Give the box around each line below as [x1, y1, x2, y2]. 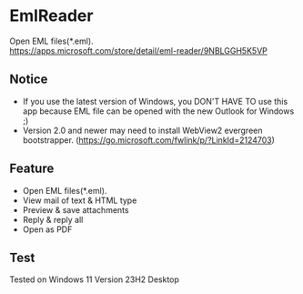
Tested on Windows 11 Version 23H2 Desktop [9, 274, 180, 285]
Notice [9, 72, 48, 87]
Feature [9, 161, 55, 177]
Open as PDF [22, 224, 73, 235]
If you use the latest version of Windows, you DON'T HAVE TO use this [22, 96, 288, 106]
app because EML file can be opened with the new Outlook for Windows [22, 106, 295, 117]
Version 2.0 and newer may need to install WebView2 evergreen [22, 125, 263, 136]
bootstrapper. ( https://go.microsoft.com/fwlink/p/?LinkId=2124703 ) [22, 134, 276, 146]
